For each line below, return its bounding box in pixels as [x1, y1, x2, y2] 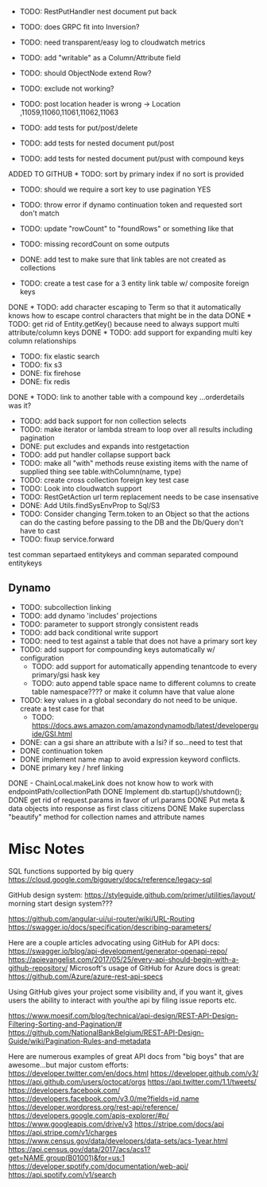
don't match [19, 208, 60, 218]
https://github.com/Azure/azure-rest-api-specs [8, 972, 164, 981]
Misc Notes [8, 840, 85, 858]
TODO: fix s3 [19, 360, 63, 369]
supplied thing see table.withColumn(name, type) [19, 467, 181, 476]
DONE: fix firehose [19, 369, 81, 378]
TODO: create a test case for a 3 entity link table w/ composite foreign [19, 278, 250, 288]
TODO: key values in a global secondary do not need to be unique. [19, 695, 238, 704]
